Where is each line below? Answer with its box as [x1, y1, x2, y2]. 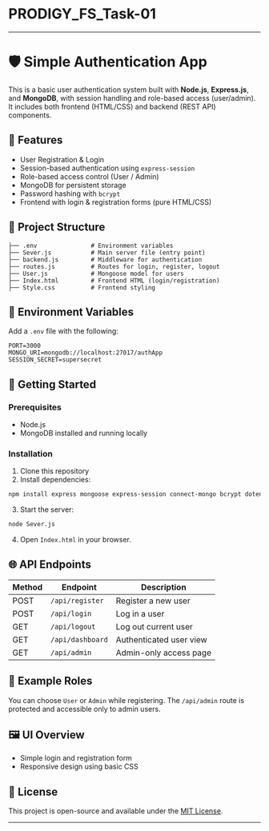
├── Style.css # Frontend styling [8, 283, 156, 292]
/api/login [50, 609, 92, 618]
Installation [8, 448, 54, 459]
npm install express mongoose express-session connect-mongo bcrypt [8, 490, 242, 498]
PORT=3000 [8, 342, 42, 350]
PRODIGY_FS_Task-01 [8, 5, 156, 23]
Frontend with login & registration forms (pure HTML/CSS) [19, 197, 212, 206]
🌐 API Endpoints [8, 557, 92, 572]
